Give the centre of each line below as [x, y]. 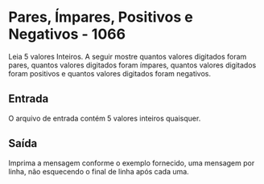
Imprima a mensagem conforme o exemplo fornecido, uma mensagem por [132, 163]
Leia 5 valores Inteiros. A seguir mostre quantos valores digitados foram [128, 56]
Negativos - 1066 [67, 34]
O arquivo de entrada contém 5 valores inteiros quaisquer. [105, 118]
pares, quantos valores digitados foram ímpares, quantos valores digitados [132, 65]
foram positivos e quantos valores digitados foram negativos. [110, 73]
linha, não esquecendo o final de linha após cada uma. [99, 171]
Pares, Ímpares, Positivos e [101, 17]
